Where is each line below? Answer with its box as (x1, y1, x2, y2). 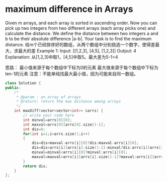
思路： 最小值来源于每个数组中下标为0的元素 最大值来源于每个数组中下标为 (5, 64, 159, 70)
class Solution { (5, 80, 41, 85)
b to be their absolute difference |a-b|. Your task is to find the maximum (5, 36, 152, 42)
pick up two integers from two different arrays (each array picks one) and (5, 25, 156, 31)
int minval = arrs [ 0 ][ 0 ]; (23, 118, 72, 122)
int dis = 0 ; (23, 126, 46, 132)
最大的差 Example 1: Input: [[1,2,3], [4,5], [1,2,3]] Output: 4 (18, 48, 137, 54)
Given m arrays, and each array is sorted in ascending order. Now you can (5, 20, 158, 26)
